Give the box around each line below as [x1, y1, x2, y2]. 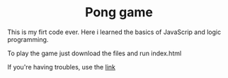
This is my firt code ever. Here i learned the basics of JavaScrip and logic [7, 28, 222, 36]
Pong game [84, 4, 154, 21]
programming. [7, 35, 49, 43]
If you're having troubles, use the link [7, 62, 115, 71]
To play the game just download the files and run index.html [7, 49, 182, 57]
